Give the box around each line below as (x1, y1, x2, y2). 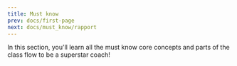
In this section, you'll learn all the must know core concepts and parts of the (7, 43, 230, 52)
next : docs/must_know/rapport (7, 23, 98, 31)
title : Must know (7, 10, 59, 18)
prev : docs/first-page (7, 17, 75, 24)
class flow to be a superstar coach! (7, 50, 110, 59)
